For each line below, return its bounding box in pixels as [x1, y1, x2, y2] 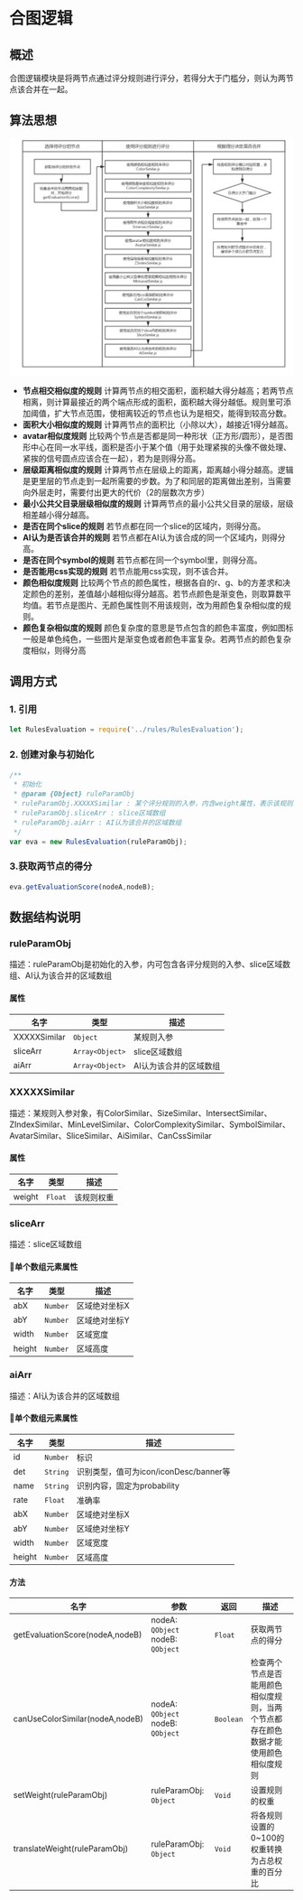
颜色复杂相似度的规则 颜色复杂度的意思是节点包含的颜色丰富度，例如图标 [22, 622, 294, 633]
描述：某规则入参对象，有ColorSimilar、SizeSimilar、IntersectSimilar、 [9, 1107, 272, 1118]
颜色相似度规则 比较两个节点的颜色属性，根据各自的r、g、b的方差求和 [22, 577, 283, 588]
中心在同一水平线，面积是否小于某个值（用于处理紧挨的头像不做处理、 [30, 442, 291, 452]
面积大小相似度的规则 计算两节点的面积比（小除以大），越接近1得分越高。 [22, 419, 293, 430]
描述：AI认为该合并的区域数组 [9, 1390, 120, 1401]
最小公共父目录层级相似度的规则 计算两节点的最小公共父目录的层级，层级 [22, 498, 294, 508]
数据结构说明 [9, 909, 81, 926]
